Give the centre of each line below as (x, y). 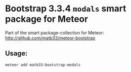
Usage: (17, 54)
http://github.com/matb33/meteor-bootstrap (50, 38)
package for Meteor (46, 19)
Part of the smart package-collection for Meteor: (55, 33)
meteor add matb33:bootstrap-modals (43, 65)
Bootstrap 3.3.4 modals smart (66, 9)
